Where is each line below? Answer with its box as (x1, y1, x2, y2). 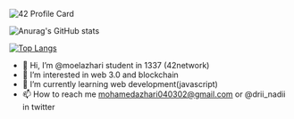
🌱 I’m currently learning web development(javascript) (21, 79, 219, 89)
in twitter (21, 102, 55, 112)
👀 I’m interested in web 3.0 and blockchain (21, 69, 179, 80)
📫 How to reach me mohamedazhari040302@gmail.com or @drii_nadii (21, 89, 286, 99)
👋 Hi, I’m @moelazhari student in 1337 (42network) (21, 60, 210, 70)
